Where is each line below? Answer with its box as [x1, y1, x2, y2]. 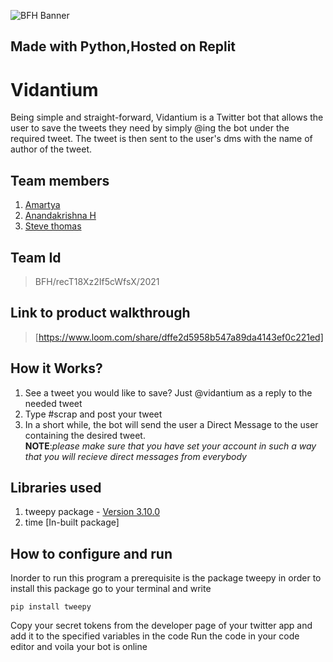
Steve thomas [24, 220, 82, 232]
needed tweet [24, 397, 83, 409]
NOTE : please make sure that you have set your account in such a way [24, 440, 317, 452]
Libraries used [10, 479, 102, 496]
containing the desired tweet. [24, 429, 146, 441]
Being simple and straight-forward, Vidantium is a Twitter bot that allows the [10, 111, 324, 124]
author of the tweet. [10, 143, 92, 155]
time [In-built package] [24, 516, 120, 529]
